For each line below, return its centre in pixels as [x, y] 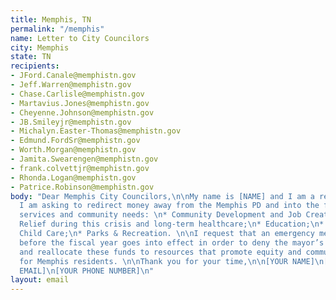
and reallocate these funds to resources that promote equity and [160, 252]
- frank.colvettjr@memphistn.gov [80, 168]
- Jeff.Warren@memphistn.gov [71, 85]
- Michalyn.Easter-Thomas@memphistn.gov [96, 131]
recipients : [35, 66]
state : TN [31, 57]
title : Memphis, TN [51, 19]
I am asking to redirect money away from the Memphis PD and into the [169, 206]
